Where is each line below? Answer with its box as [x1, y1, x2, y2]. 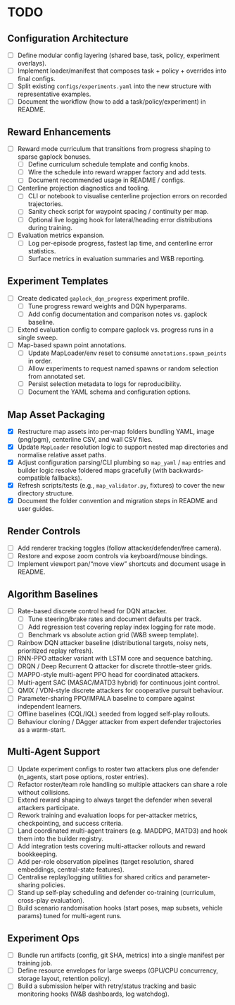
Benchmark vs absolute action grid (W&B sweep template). [27, 631, 199, 639]
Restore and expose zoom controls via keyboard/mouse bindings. [17, 552, 208, 560]
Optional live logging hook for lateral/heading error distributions [27, 215, 212, 224]
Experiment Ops [7, 932, 80, 944]
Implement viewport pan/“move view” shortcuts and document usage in [17, 560, 227, 568]
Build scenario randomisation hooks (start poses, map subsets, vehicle [17, 904, 223, 913]
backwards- [168, 467, 204, 475]
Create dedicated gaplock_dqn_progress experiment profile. [17, 294, 190, 302]
